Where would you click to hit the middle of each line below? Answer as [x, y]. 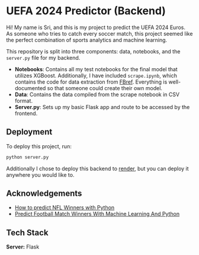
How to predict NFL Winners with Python [65, 208]
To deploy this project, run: [39, 146]
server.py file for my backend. [43, 58]
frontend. [26, 113]
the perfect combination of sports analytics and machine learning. [87, 40]
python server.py [28, 157]
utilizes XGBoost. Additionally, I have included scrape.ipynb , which [96, 75]
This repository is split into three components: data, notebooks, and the [93, 51]
